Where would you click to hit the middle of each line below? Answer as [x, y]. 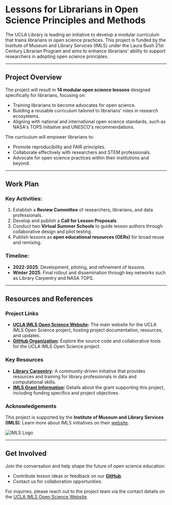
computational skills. [34, 382]
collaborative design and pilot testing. [52, 231]
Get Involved [26, 453]
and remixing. [27, 243]
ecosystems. [26, 116]
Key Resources [24, 360]
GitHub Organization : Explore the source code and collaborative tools [87, 341]
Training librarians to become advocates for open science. [74, 105]
